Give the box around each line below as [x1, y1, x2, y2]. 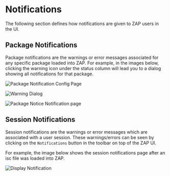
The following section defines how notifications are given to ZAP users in [5, 20, 159, 27]
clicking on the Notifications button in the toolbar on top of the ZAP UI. [5, 140, 157, 146]
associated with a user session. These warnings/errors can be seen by [5, 134, 154, 140]
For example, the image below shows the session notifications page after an [5, 149, 165, 156]
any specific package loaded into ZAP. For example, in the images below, [5, 60, 159, 66]
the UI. [5, 26, 19, 32]
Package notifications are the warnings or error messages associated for [5, 54, 159, 60]
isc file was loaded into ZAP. [5, 155, 65, 161]
